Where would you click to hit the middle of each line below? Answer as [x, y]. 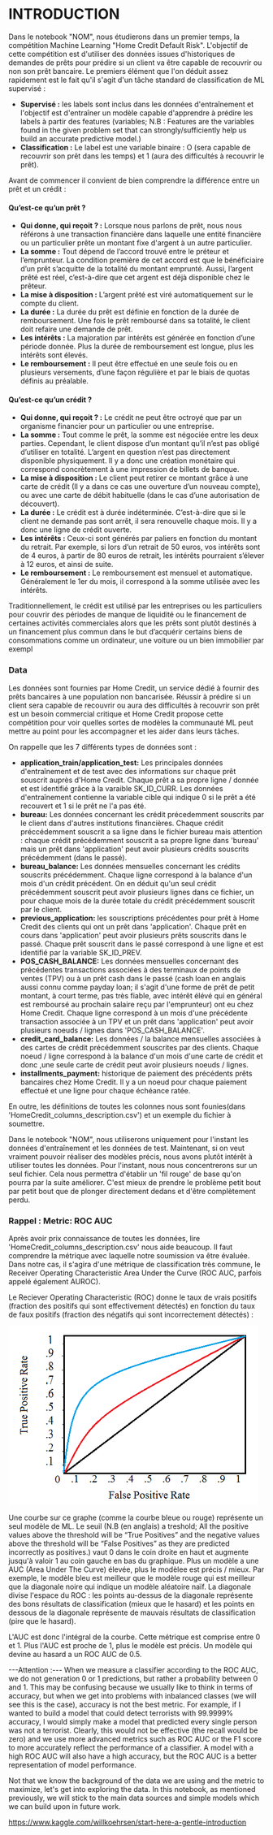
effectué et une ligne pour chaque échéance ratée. [105, 1090]
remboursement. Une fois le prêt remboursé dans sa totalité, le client [135, 321]
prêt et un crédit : [37, 188]
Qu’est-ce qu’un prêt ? [47, 207]
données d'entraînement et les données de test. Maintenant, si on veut [127, 1148]
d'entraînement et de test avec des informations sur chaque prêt [128, 771]
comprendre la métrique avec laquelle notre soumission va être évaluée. [129, 1255]
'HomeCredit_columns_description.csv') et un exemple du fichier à [120, 1114]
